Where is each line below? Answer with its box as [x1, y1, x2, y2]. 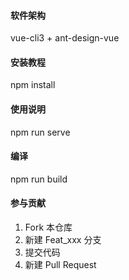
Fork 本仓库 [24, 221, 73, 234]
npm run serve [10, 126, 71, 138]
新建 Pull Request [24, 259, 97, 271]
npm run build [10, 173, 68, 185]
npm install [10, 79, 56, 91]
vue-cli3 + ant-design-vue [10, 32, 120, 44]
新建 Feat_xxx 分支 [24, 234, 102, 246]
